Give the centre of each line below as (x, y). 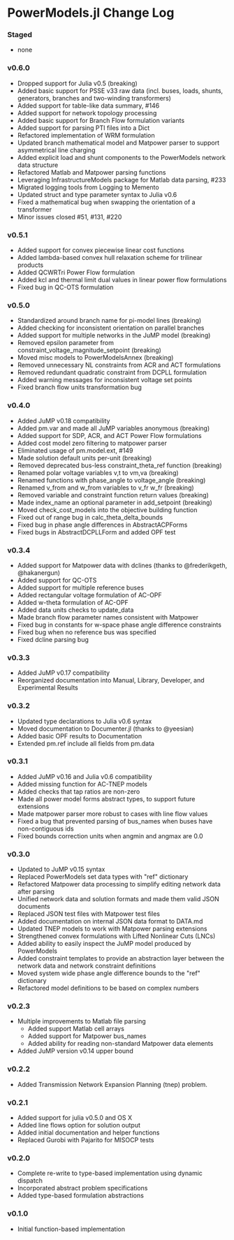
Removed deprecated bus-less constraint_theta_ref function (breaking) (119, 465)
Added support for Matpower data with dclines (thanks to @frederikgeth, (122, 565)
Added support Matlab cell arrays (76, 1029)
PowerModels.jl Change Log (91, 13)
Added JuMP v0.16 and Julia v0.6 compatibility (85, 776)
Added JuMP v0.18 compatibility (64, 421)
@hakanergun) (39, 572)
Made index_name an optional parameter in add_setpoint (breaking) (115, 502)
